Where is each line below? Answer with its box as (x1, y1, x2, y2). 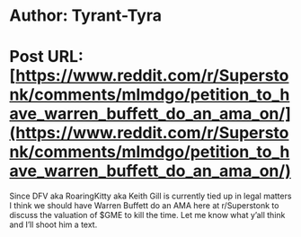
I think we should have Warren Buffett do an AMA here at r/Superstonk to (9, 200, 279, 211)
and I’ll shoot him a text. (9, 219, 98, 230)
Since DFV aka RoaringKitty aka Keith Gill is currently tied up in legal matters (9, 190, 292, 202)
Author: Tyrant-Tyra (9, 5, 162, 26)
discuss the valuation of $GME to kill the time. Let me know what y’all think (9, 210, 286, 221)
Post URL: (9, 47, 84, 67)
